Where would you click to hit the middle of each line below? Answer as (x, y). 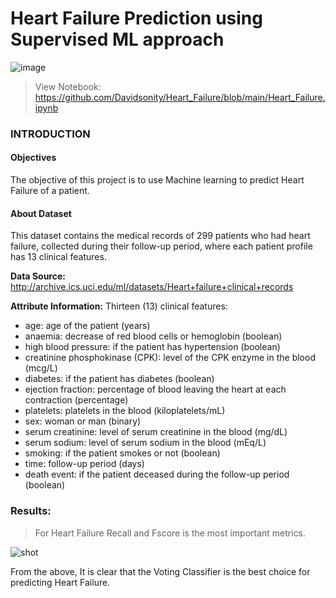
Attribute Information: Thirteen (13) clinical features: (119, 306)
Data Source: (38, 276)
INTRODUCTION (50, 134)
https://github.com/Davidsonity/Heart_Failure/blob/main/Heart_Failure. (180, 97)
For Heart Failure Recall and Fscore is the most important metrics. (170, 533)
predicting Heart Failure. (60, 582)
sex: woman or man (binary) (83, 421)
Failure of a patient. (50, 191)
